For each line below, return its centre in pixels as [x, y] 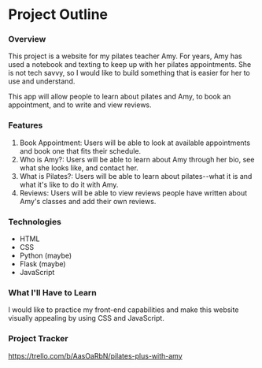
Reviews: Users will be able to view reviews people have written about [133, 193]
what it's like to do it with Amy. [69, 184]
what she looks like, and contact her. [79, 168]
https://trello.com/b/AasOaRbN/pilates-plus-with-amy [95, 355]
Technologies [35, 221]
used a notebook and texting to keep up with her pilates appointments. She [130, 65]
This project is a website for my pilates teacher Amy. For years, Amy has [125, 56]
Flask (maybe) [42, 264]
